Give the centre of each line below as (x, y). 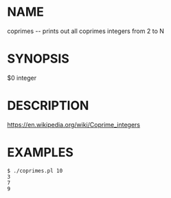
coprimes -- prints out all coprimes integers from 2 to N (86, 31)
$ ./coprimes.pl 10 (35, 170)
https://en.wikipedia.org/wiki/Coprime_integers (74, 124)
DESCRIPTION (48, 106)
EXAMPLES (40, 153)
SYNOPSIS (38, 59)
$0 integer (22, 78)
